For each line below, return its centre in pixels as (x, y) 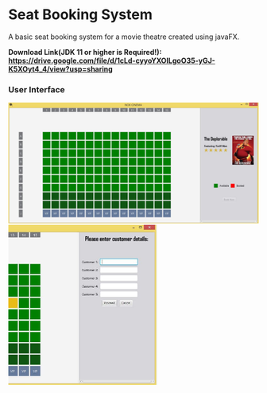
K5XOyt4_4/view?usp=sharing (60, 68)
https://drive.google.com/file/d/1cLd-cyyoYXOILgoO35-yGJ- (112, 60)
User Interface (37, 89)
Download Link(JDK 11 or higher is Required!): (85, 52)
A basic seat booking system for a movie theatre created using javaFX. (124, 37)
